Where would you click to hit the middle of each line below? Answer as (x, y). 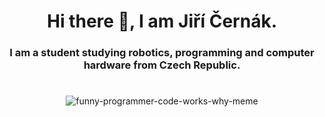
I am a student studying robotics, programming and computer (162, 53)
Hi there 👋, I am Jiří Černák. (161, 21)
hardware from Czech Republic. (162, 65)
